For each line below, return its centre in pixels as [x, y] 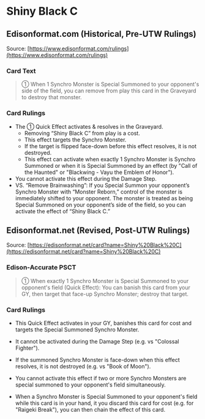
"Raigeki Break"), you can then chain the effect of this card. [90, 410]
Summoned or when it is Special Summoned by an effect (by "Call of [111, 165]
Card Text [21, 70]
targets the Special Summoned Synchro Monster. [77, 330]
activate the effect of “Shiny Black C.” [62, 211]
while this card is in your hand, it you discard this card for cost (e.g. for [104, 403]
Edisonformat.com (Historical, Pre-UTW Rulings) [102, 34]
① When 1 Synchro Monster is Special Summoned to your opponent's [110, 85]
